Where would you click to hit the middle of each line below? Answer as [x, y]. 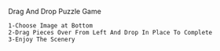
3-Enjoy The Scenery [42, 39]
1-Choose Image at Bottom [50, 26]
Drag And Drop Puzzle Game [55, 11]
